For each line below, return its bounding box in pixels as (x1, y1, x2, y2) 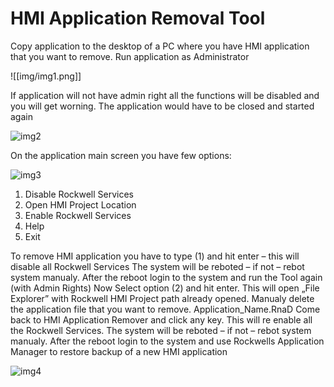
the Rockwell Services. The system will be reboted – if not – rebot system (10, 324, 312, 336)
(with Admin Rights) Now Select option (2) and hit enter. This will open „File (10, 282, 320, 294)
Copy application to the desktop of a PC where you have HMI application (10, 40, 310, 52)
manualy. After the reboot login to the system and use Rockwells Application (10, 335, 325, 347)
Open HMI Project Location (24, 198, 137, 211)
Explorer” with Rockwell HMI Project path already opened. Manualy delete (10, 292, 315, 304)
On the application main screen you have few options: (10, 149, 232, 161)
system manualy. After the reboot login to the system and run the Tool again (10, 271, 323, 283)
